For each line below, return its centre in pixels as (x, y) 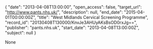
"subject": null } (21, 33)
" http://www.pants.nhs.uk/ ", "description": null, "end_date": (64, 12)
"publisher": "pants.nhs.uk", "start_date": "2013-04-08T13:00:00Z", (72, 28)
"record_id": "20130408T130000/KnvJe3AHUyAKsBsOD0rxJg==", (71, 22)
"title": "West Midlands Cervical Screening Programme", (93, 17)
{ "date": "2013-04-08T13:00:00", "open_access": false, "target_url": (73, 7)
